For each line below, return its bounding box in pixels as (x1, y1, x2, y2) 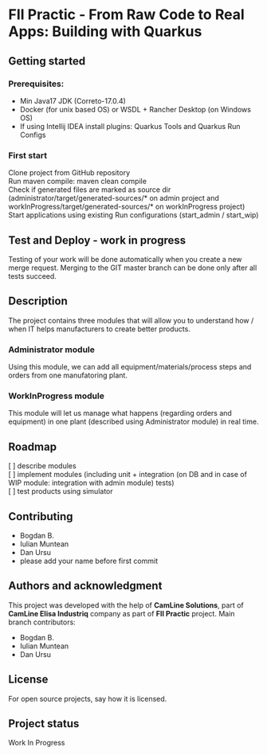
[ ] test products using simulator (8, 487, 113, 496)
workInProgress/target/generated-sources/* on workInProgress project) (8, 201, 245, 212)
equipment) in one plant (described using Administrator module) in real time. (8, 417, 259, 427)
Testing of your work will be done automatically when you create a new (8, 254, 242, 264)
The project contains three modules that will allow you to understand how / (8, 315, 254, 325)
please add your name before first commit (19, 556, 159, 566)
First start (8, 150, 48, 161)
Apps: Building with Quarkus (8, 22, 202, 41)
